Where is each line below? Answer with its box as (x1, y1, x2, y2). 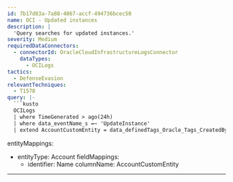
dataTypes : (19, 56, 51, 63)
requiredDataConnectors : (7, 42, 79, 49)
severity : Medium (7, 36, 58, 43)
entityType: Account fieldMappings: (17, 152, 120, 160)
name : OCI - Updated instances (7, 17, 98, 24)
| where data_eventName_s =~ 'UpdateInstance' (13, 119, 150, 127)
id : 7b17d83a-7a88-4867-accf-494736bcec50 (7, 10, 132, 17)
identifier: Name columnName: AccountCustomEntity (27, 160, 179, 168)
